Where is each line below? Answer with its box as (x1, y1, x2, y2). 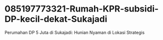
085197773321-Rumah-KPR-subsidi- (4, 3, 159, 14)
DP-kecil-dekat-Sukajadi (4, 13, 107, 25)
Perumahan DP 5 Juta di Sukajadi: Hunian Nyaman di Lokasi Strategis (4, 29, 145, 35)
